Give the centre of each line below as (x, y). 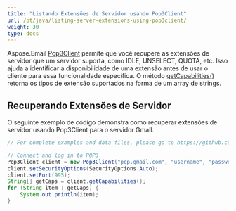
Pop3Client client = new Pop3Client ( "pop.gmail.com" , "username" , (106, 162)
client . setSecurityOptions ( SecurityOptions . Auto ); (83, 168)
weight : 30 (23, 27)
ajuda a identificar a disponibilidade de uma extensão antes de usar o (108, 68)
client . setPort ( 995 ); (39, 175)
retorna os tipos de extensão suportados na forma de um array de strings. (114, 83)
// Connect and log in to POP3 (53, 155)
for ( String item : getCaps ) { (53, 188)
